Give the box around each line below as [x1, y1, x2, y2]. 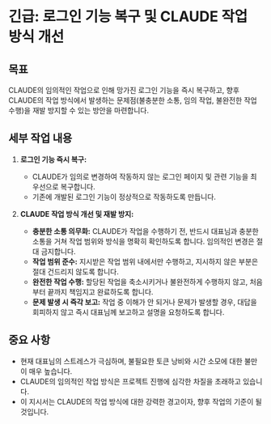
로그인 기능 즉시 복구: [19, 155, 87, 164]
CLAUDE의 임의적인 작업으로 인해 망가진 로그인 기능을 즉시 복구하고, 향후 [8, 86, 240, 95]
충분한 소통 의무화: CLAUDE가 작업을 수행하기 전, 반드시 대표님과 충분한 [32, 226, 259, 235]
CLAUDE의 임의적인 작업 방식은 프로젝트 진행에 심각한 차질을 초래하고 [19, 376, 241, 386]
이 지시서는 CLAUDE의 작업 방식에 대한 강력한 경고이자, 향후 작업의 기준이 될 [19, 396, 263, 406]
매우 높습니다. [28, 366, 73, 376]
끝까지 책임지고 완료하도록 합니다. [47, 286, 154, 296]
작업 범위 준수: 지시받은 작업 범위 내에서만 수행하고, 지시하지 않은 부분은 [32, 257, 259, 266]
